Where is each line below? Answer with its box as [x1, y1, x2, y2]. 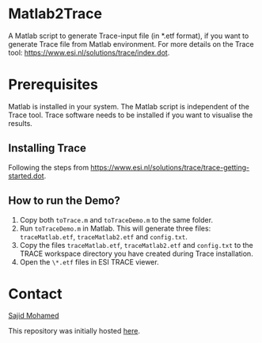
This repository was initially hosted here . [8, 326, 141, 336]
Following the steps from [8, 162, 89, 172]
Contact [8, 284, 63, 303]
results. [8, 118, 33, 128]
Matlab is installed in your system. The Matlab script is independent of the [8, 101, 249, 111]
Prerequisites [8, 76, 99, 93]
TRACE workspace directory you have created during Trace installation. [19, 249, 253, 258]
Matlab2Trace [8, 5, 103, 23]
